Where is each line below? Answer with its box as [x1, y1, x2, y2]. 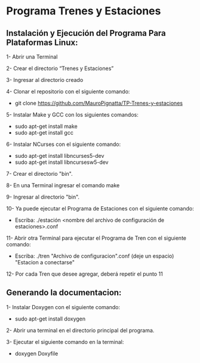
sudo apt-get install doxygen [14, 315, 86, 322]
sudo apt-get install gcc [14, 129, 73, 136]
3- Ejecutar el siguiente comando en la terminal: [6, 338, 124, 345]
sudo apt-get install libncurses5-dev [14, 152, 104, 159]
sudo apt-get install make [14, 123, 78, 130]
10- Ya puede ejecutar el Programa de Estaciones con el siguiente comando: [6, 205, 194, 212]
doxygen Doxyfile [14, 350, 59, 357]
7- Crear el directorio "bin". [6, 170, 73, 177]
